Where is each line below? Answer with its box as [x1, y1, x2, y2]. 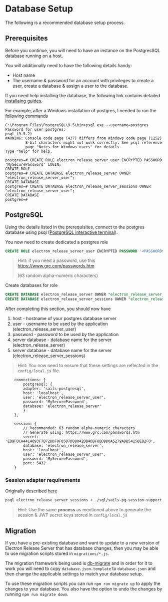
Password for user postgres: [5, 127, 66, 132]
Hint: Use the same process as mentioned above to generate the [17, 507, 151, 513]
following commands [5, 113, 48, 119]
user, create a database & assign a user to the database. [12, 83, 128, 89]
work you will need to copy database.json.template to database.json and [5, 565, 156, 571]
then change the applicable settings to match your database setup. [5, 571, 143, 577]
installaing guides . [5, 98, 42, 104]
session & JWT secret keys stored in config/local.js [17, 512, 127, 518]
